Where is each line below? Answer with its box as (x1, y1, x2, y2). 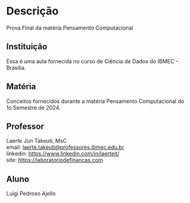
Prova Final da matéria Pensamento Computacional (6, 24, 134, 31)
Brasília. (6, 64, 26, 71)
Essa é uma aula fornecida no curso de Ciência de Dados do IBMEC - (6, 57, 179, 64)
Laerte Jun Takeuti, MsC (6, 137, 68, 145)
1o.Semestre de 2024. (6, 104, 61, 111)
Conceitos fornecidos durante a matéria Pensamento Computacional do (6, 98, 185, 105)
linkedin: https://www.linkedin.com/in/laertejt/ (6, 150, 119, 157)
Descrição (6, 4, 59, 18)
